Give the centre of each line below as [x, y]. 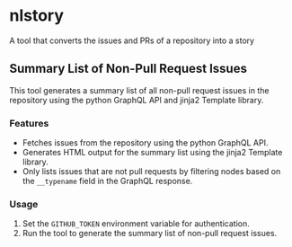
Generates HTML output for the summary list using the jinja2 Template [152, 153]
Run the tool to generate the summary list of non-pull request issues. [150, 234]
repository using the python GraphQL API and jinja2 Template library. [137, 100]
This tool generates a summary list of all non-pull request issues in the [139, 90]
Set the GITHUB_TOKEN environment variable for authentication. [136, 224]
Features [29, 123]
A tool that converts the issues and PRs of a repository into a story [132, 40]
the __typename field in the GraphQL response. [107, 181]
